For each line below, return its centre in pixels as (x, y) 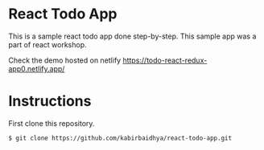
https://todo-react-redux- (165, 60)
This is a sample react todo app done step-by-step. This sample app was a (132, 36)
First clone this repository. (52, 123)
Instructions (50, 101)
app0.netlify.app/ (37, 68)
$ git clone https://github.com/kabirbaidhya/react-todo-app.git (120, 138)
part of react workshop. (47, 44)
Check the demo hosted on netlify (65, 60)
